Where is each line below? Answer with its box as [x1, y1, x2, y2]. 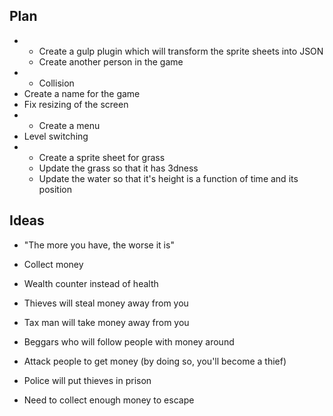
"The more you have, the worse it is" [23, 239, 175, 251]
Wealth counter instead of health [23, 277, 159, 289]
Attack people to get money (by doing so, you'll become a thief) [23, 355, 287, 367]
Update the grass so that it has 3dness [38, 162, 199, 174]
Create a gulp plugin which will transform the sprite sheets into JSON [38, 45, 324, 57]
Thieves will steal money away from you [23, 297, 189, 309]
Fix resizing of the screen [23, 98, 129, 110]
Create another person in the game [38, 55, 184, 68]
